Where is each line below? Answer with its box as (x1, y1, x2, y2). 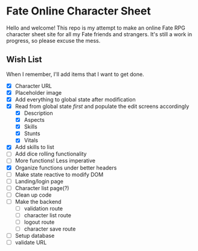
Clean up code (14, 191, 52, 199)
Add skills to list (14, 144, 54, 151)
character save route (24, 225, 76, 233)
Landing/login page (14, 177, 63, 185)
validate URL (14, 239, 47, 246)
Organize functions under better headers (14, 164, 117, 171)
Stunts (24, 130, 40, 137)
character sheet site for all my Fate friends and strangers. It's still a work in (6, 30, 193, 37)
